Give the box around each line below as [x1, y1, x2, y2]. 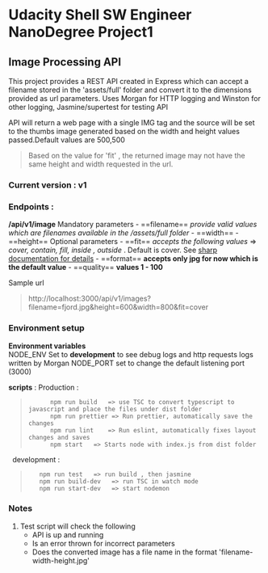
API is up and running [31, 529, 104, 539]
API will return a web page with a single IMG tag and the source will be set [8, 118, 256, 127]
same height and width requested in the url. [27, 159, 174, 169]
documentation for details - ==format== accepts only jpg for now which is [8, 254, 258, 263]
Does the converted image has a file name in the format [31, 547, 218, 557]
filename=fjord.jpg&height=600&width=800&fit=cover [27, 302, 208, 312]
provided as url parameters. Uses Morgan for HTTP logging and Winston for [8, 94, 261, 103]
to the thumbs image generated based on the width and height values [8, 127, 241, 136]
